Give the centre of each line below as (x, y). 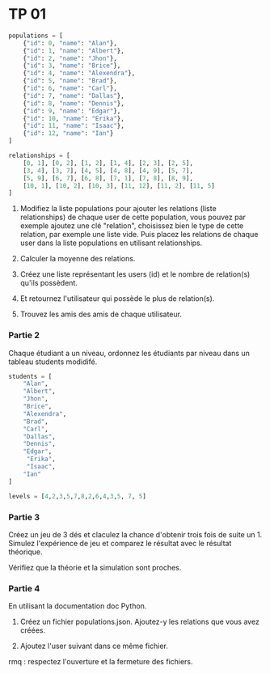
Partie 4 (24, 588)
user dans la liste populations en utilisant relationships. (111, 243)
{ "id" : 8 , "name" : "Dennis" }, (74, 103)
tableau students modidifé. (53, 362)
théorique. (25, 552)
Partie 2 (24, 335)
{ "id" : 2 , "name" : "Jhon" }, (70, 58)
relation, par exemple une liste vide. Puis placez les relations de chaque (139, 235)
